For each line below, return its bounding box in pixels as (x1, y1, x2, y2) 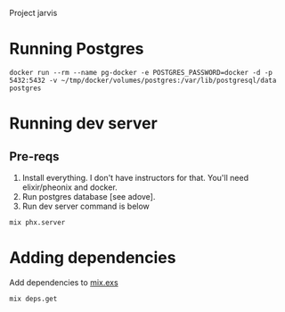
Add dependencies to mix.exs (9, 276, 118, 288)
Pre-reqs (9, 149, 60, 164)
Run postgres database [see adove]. (21, 191, 156, 201)
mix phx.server (9, 218, 66, 226)
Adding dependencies (9, 248, 176, 268)
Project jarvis (9, 8, 58, 18)
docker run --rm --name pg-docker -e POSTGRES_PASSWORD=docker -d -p (9, 68, 273, 77)
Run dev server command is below (21, 201, 150, 211)
